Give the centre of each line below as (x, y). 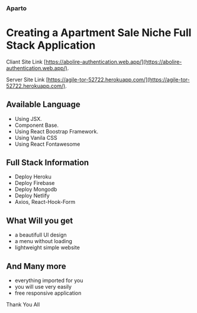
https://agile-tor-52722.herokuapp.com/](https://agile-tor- (119, 79)
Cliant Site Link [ (26, 62)
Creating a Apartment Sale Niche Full (99, 33)
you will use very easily (43, 287)
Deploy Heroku (33, 177)
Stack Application (51, 45)
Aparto (17, 8)
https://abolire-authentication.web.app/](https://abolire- (114, 62)
